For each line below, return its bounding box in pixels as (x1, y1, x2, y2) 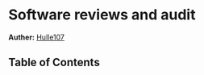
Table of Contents (8, 56, 101, 69)
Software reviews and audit (8, 6, 196, 24)
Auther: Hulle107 (8, 32, 65, 42)
